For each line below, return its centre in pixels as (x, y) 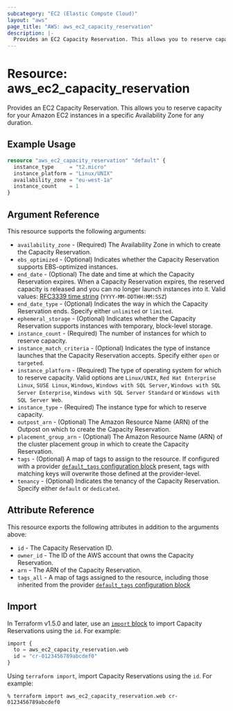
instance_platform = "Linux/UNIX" (63, 173)
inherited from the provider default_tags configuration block (104, 585)
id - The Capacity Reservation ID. (65, 548)
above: (17, 534)
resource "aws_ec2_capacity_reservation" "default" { (87, 161)
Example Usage (42, 144)
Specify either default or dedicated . (68, 488)
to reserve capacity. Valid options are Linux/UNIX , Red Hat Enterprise (116, 377)
